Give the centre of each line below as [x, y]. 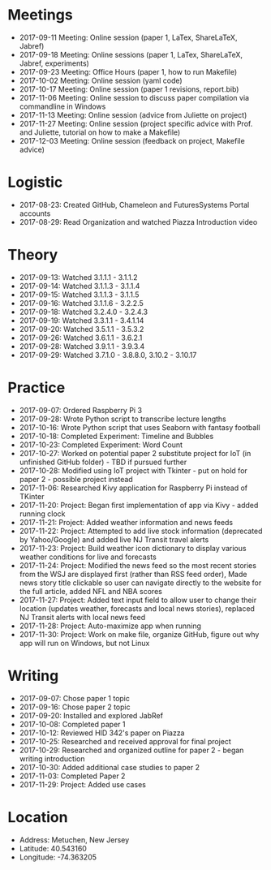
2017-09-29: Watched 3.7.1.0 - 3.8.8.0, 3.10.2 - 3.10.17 [108, 355]
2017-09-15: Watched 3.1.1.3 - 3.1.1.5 [79, 295]
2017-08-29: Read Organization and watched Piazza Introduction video [138, 222]
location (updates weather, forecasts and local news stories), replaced [137, 608]
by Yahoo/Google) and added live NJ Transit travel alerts [114, 539]
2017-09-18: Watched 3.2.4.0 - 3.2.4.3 [83, 312]
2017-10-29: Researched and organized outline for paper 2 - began [131, 750]
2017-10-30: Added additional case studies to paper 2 [110, 767]
